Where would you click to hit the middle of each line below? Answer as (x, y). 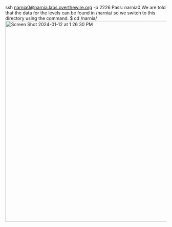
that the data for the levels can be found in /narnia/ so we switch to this (80, 13)
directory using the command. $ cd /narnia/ (51, 18)
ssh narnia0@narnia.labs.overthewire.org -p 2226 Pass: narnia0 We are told (85, 7)
